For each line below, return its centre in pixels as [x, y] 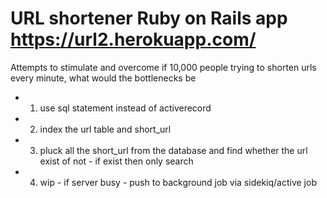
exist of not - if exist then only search [116, 161]
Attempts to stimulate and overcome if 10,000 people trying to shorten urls [163, 67]
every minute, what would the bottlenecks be [103, 78]
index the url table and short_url [105, 129]
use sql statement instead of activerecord [125, 108]
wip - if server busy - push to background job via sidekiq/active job [178, 182]
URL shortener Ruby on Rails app [149, 18]
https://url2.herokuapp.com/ [133, 39]
